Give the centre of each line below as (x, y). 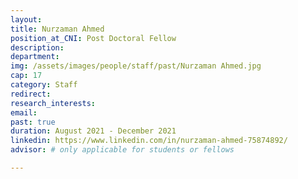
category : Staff (44, 85)
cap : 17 (26, 76)
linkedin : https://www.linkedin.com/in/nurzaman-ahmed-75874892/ (149, 141)
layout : (26, 19)
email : (24, 112)
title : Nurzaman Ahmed (57, 29)
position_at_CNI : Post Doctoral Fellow (93, 38)
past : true (33, 122)
